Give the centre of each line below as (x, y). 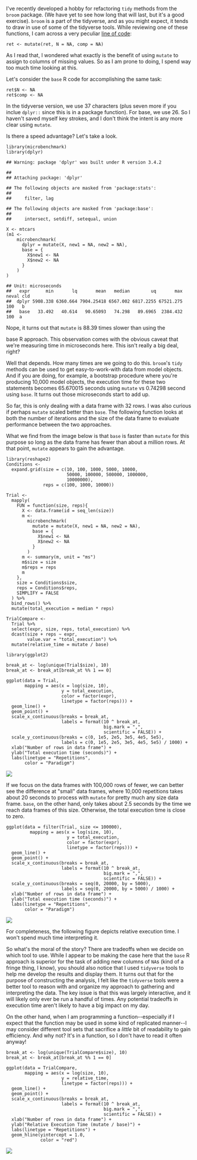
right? (13, 352)
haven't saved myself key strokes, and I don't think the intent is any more (95, 118)
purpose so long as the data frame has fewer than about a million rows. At (96, 442)
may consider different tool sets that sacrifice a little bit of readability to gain (98, 1029)
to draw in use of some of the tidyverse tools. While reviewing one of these (97, 27)
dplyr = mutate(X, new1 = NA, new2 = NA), (74, 245)
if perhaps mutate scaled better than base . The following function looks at (95, 412)
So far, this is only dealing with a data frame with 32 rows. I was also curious (99, 406)
